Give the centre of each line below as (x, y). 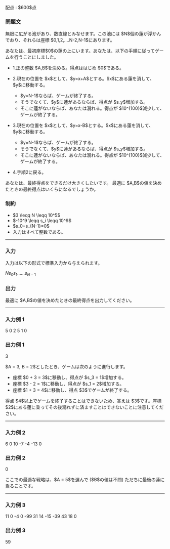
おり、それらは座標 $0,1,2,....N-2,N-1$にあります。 (62, 40)
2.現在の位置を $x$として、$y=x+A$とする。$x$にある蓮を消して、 (83, 79)
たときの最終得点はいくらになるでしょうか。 (52, 189)
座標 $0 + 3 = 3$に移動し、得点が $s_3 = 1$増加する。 (69, 377)
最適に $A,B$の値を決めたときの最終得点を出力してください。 (70, 300)
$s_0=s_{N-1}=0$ (31, 226)
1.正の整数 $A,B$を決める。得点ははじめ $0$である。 (68, 68)
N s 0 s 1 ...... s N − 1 (21, 273)
